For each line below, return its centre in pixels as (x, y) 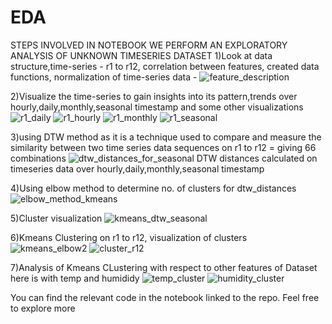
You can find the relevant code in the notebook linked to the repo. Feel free (165, 297)
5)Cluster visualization (56, 218)
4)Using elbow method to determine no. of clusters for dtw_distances (153, 188)
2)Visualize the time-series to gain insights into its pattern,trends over (154, 96)
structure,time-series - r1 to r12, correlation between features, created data (165, 66)
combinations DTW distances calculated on (164, 158)
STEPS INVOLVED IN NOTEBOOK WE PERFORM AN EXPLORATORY (149, 45)
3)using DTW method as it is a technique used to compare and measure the (166, 137)
